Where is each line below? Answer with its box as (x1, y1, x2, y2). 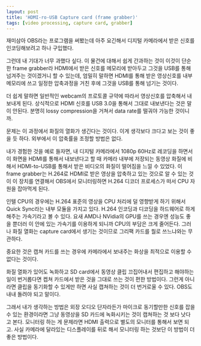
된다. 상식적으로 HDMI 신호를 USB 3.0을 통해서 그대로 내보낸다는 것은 (22, 100, 186, 107)
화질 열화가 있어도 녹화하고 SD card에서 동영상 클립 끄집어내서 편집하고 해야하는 (6, 268, 194, 275)
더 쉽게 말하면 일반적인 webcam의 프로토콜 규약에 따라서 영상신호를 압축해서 (6, 92, 186, 99)
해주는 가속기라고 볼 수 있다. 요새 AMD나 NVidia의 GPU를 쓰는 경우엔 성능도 (6, 213, 185, 220)
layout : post (6, 8, 39, 15)
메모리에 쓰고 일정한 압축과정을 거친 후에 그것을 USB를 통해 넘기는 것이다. (6, 80, 179, 87)
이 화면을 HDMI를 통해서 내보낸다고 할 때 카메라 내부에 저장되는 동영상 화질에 (6, 155, 187, 162)
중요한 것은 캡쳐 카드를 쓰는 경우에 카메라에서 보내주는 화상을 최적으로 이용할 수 (6, 248, 192, 255)
